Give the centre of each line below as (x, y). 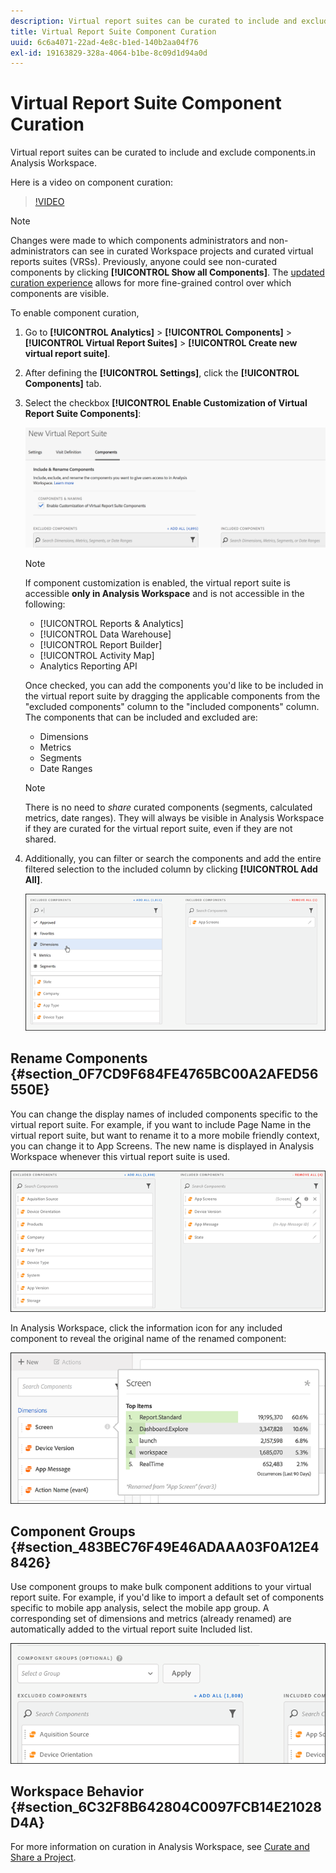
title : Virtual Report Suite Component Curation (113, 31)
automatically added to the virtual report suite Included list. (131, 1629)
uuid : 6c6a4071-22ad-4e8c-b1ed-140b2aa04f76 (104, 42)
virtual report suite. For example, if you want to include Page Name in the (161, 1124)
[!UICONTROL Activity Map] (97, 655)
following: (45, 604)
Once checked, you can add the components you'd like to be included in (174, 685)
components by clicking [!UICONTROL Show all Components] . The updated (167, 272)
